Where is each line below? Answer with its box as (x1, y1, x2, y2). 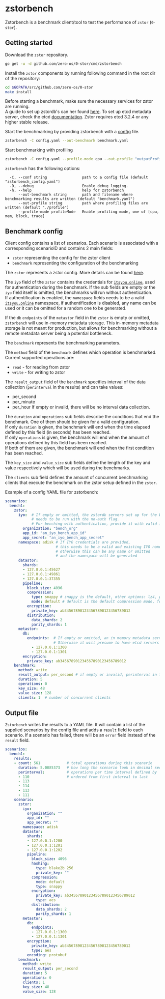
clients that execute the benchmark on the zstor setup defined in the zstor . (5, 480, 157, 485)
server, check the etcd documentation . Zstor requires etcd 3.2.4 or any (5, 114, 149, 120)
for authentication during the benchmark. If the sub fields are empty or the (5, 284, 156, 290)
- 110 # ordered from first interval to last (18, 774, 148, 779)
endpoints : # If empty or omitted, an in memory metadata (27, 636, 151, 641)
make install (5, 89, 32, 94)
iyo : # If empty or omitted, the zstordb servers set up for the (18, 512, 157, 517)
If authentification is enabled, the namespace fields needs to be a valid (5, 294, 145, 300)
